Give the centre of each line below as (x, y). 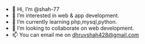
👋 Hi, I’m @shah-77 (36, 9)
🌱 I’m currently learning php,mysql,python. (64, 22)
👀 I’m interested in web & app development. (66, 15)
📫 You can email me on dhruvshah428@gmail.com (75, 35)
